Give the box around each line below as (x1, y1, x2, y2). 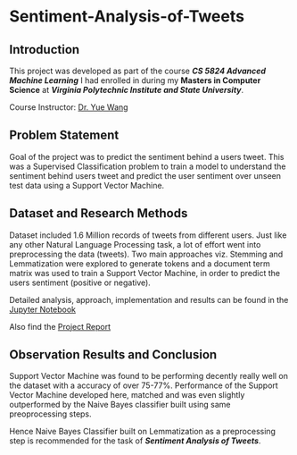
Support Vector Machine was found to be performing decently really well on (9, 371, 288, 382)
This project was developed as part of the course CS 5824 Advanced (9, 65, 266, 76)
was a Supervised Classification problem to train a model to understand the (9, 161, 287, 172)
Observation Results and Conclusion (9, 347, 218, 363)
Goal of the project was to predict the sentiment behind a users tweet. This (9, 151, 285, 162)
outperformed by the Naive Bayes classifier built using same (9, 400, 231, 410)
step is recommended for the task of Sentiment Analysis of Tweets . (9, 435, 261, 446)
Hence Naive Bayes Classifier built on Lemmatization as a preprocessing (9, 426, 276, 437)
